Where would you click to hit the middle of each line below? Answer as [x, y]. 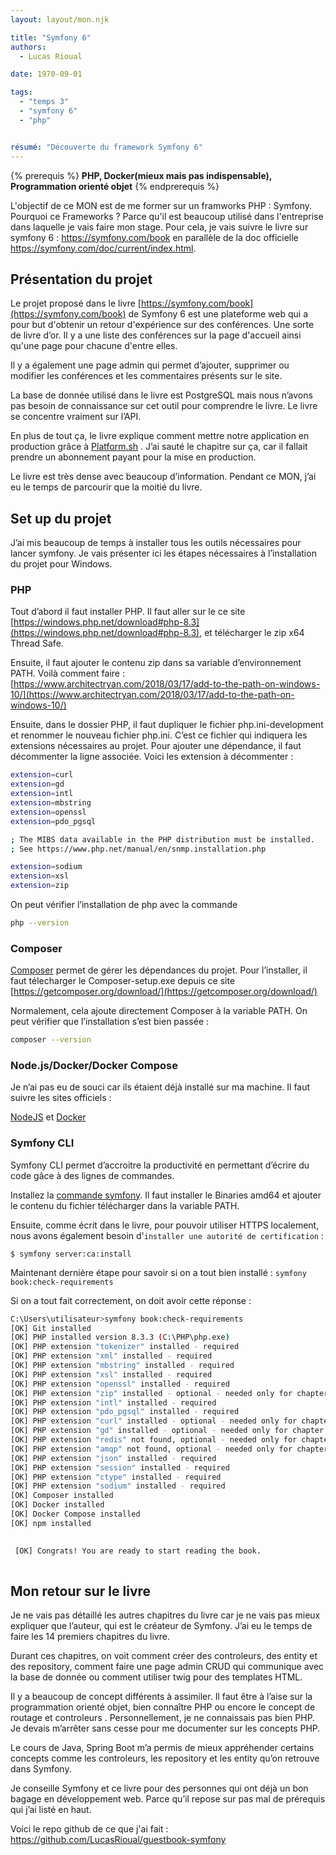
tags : [21, 92]
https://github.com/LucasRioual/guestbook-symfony [118, 1840]
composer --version [51, 1040]
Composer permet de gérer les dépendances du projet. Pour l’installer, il [159, 970]
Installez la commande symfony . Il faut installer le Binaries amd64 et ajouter [166, 1195]
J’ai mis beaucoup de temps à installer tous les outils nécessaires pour [156, 543]
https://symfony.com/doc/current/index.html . [103, 248]
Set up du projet [61, 518]
